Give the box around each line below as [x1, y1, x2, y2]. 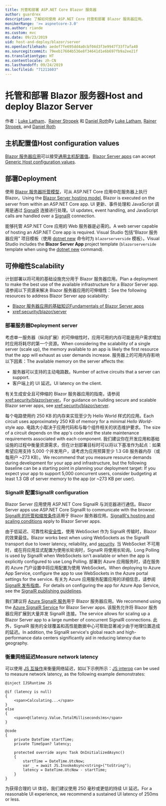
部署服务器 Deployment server [5, 322, 78, 329]
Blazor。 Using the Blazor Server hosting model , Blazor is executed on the [5, 194, 155, 201]
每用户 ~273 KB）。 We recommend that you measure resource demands [5, 454, 152, 460]
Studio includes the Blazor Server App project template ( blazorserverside [5, 241, 157, 247]
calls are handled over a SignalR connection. [5, 213, 96, 219]
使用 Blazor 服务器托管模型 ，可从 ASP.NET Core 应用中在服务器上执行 [5, 188, 148, 194]
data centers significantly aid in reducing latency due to [33, 634, 146, 640]
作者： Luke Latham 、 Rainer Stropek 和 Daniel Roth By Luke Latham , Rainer [5, 118, 157, 124]
